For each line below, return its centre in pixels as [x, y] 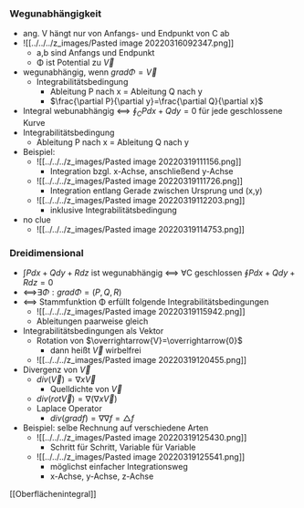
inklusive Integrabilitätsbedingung [114, 210]
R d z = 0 [38, 283]
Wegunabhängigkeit [56, 14]
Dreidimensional [47, 254]
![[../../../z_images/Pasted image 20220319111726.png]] [140, 181]
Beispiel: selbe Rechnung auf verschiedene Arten [115, 428]
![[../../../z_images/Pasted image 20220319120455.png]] [142, 360]
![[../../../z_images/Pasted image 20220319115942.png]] [141, 312]
